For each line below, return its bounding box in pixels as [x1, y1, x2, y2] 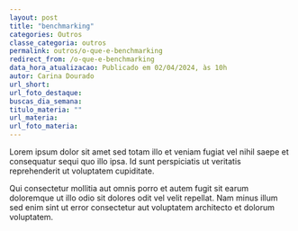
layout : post [9, 13, 59, 22]
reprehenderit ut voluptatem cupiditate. [9, 165, 155, 176]
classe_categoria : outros [9, 38, 106, 48]
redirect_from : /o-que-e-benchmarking [9, 55, 155, 64]
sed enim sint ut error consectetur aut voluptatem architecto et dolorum [9, 202, 275, 212]
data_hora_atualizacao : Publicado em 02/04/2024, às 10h [9, 64, 228, 73]
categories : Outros [9, 30, 83, 39]
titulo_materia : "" [9, 105, 83, 114]
